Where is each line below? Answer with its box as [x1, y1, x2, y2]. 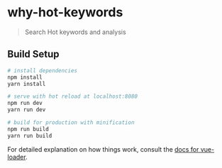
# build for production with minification [7, 119, 135, 126]
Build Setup [7, 48, 60, 60]
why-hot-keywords [7, 4, 123, 21]
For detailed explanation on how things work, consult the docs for [7, 145, 199, 153]
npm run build [7, 125, 50, 133]
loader [7, 152, 26, 161]
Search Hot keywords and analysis [24, 28, 126, 36]
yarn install [7, 80, 46, 87]
